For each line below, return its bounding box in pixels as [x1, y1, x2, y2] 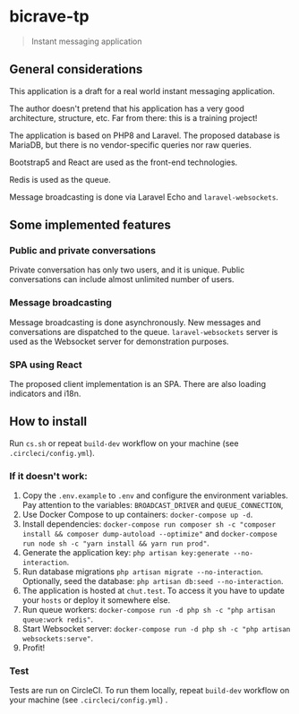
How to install [9, 414, 88, 429]
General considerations [9, 62, 143, 77]
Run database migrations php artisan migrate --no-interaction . [21, 566, 264, 577]
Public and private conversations [9, 245, 157, 257]
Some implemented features [9, 218, 172, 233]
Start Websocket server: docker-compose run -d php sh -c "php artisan [21, 624, 291, 634]
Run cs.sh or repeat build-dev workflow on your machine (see [9, 437, 239, 449]
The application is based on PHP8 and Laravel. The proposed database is [9, 130, 280, 141]
